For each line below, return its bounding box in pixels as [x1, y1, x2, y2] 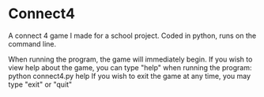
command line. [8, 39, 57, 48]
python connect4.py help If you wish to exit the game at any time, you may [8, 71, 251, 80]
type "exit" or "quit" [8, 80, 73, 89]
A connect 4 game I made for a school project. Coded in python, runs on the [8, 31, 257, 40]
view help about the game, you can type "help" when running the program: [8, 62, 252, 72]
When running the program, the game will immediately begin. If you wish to [8, 54, 253, 64]
